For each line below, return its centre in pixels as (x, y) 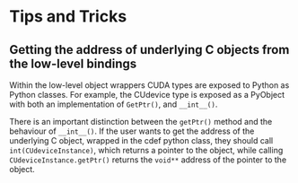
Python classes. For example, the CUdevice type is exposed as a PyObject (147, 95)
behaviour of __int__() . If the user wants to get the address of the (132, 131)
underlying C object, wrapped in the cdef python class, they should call (141, 140)
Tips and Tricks (68, 17)
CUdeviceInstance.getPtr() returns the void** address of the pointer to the (148, 160)
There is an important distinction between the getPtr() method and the (141, 122)
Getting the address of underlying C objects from (149, 50)
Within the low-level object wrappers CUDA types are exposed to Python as (149, 85)
